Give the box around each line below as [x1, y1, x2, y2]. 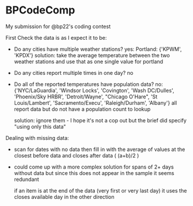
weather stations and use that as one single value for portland [13, 58, 163, 65]
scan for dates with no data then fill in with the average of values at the [13, 146, 185, 153]
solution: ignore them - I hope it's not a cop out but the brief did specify [13, 116, 187, 123]
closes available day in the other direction [13, 193, 115, 200]
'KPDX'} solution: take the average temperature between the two [13, 51, 170, 59]
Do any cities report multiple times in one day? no [13, 69, 134, 76]
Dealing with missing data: [5, 134, 70, 141]
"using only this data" [13, 123, 67, 130]
